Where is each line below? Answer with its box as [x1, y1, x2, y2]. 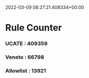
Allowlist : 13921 [5, 67, 46, 74]
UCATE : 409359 [5, 40, 48, 47]
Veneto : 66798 [5, 54, 44, 61]
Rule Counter [5, 22, 62, 33]
